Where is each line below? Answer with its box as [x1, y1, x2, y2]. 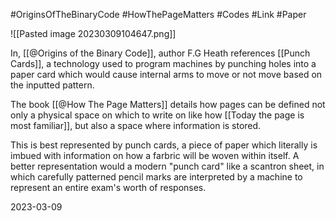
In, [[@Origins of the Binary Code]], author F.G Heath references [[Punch [10, 47, 311, 59]
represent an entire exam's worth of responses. [10, 182, 207, 193]
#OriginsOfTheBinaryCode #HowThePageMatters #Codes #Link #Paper [10, 9, 307, 20]
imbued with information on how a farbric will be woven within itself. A [10, 150, 300, 161]
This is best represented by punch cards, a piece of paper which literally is [10, 139, 318, 151]
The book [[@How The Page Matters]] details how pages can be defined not [10, 99, 326, 110]
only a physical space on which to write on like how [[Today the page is [10, 109, 305, 121]
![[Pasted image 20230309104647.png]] [10, 28, 177, 39]
